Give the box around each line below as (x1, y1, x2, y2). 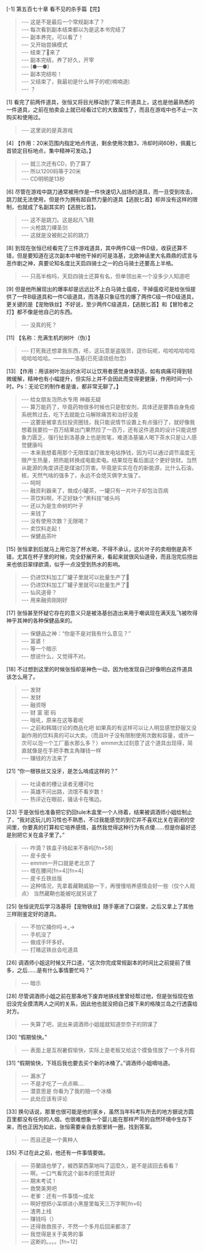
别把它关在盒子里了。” (11, 831, 65, 838)
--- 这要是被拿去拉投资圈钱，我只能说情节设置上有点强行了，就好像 (21, 418, 190, 426)
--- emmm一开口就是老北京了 (21, 859, 96, 867)
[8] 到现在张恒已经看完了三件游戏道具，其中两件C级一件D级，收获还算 (6, 244, 183, 251)
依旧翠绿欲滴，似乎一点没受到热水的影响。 (16, 561, 123, 567)
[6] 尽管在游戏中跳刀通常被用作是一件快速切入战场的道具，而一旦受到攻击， (6, 188, 196, 195)
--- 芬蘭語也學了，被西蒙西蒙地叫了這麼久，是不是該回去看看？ (21, 1162, 180, 1169)
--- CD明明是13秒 (21, 175, 65, 182)
